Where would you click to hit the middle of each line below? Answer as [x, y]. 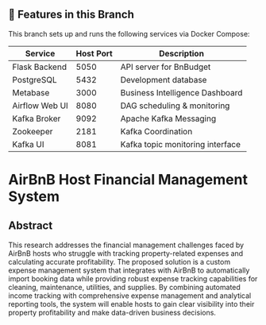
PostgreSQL [35, 79]
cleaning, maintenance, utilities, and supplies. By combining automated [124, 287]
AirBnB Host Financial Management [128, 180]
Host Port [94, 53]
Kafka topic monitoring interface [180, 144]
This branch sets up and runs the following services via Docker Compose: [129, 33]
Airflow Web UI [40, 106]
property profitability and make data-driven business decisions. [112, 312]
